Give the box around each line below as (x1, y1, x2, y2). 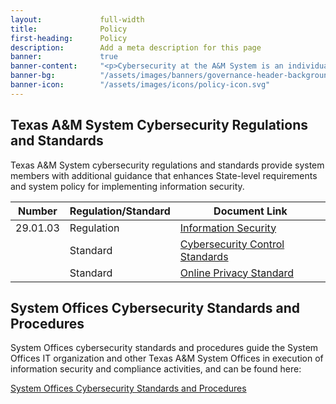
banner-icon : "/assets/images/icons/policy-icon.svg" (10, 80, 271, 90)
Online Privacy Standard (179, 266, 294, 280)
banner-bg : (10, 71, 56, 81)
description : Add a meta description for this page (10, 42, 262, 53)
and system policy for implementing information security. (10, 180, 245, 192)
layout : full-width (10, 14, 145, 25)
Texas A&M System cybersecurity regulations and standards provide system (10, 159, 325, 171)
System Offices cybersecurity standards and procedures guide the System (10, 342, 319, 354)
